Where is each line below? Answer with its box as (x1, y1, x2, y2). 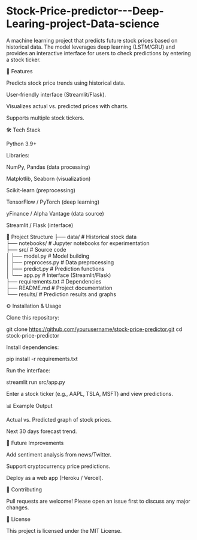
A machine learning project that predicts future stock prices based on (6, 37, 178, 44)
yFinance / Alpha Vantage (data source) (6, 210, 105, 217)
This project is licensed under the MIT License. (6, 527, 122, 534)
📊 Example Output (6, 402, 53, 409)
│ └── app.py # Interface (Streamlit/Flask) (6, 272, 111, 279)
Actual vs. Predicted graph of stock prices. (6, 416, 112, 423)
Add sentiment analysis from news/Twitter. (6, 451, 112, 458)
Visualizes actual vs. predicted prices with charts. (6, 102, 129, 109)
